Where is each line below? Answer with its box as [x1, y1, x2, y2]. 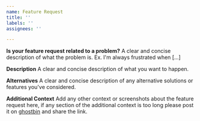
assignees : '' [6, 25, 42, 32]
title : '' [6, 14, 31, 20]
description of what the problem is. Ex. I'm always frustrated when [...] [6, 54, 181, 61]
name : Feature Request [6, 8, 63, 15]
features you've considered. [6, 84, 77, 91]
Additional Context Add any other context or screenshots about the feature [6, 95, 194, 102]
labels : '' [6, 20, 34, 26]
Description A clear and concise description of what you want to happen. [6, 66, 189, 73]
